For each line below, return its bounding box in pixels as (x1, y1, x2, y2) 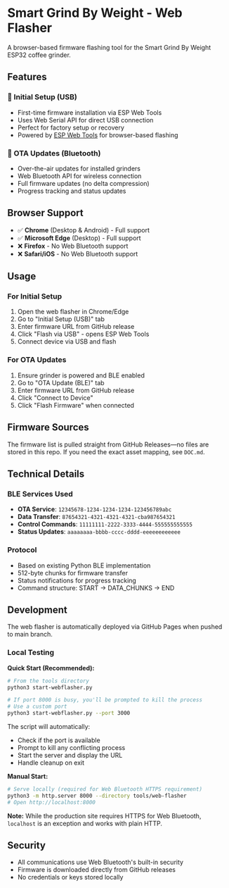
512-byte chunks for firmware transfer (17, 568, 129, 577)
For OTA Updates (7, 355, 67, 365)
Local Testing (7, 648, 55, 658)
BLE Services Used (7, 489, 74, 499)
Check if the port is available (17, 736, 100, 744)
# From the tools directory (7, 677, 90, 684)
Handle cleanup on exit (17, 758, 85, 767)
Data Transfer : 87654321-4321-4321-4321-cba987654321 (17, 513, 176, 521)
